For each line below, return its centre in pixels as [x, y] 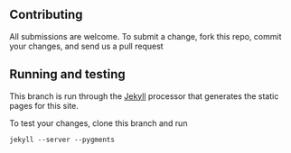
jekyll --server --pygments [62, 139]
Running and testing [67, 74]
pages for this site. [44, 105]
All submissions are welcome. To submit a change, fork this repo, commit [145, 36]
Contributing [46, 15]
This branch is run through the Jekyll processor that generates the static [144, 96]
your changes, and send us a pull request [87, 46]
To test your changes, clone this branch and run [99, 123]
